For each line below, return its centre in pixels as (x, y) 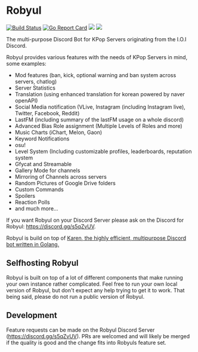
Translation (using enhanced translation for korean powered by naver (100, 94)
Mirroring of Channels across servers (61, 176)
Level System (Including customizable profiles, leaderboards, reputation (103, 151)
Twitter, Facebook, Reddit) (47, 113)
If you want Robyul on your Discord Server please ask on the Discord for (95, 220)
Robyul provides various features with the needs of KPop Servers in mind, (97, 57)
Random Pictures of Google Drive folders (65, 183)
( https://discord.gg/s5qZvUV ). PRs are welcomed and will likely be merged (98, 336)
